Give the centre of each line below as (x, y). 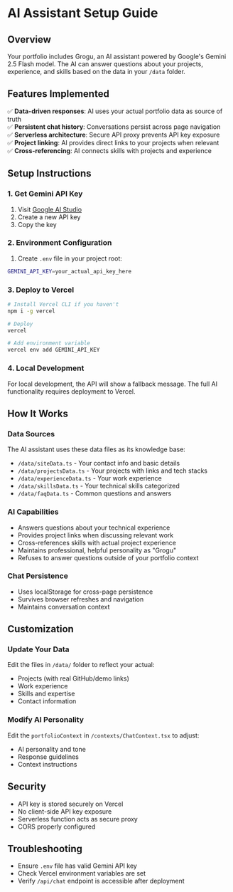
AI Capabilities (33, 512)
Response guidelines (48, 757)
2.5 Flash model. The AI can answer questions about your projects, (105, 64)
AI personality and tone (52, 749)
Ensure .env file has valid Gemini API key (77, 866)
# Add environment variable (49, 343)
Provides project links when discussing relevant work (96, 535)
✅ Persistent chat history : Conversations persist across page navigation (114, 127)
